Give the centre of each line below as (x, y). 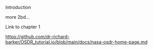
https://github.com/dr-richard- (37, 37)
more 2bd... (17, 17)
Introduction (18, 7)
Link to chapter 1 (23, 27)
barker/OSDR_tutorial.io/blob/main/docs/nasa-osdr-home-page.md (76, 42)
